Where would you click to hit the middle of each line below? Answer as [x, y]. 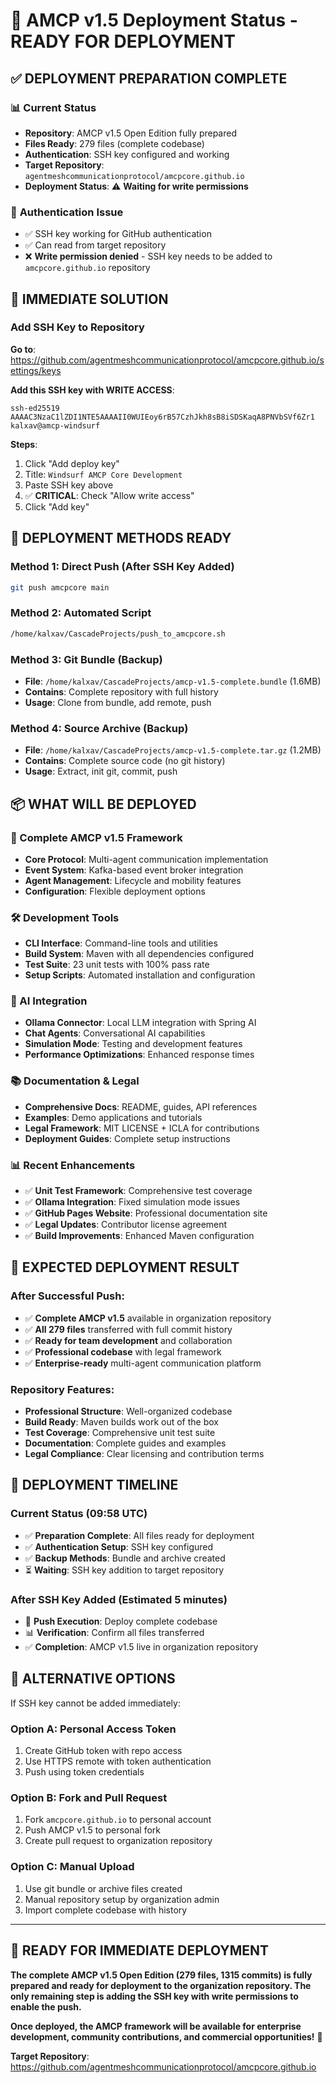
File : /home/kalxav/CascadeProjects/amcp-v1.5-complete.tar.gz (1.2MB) [173, 750]
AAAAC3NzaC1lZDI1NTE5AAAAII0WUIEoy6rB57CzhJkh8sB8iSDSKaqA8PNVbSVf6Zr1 [162, 417]
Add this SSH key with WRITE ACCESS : [92, 390]
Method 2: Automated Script [81, 613]
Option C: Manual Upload [72, 1867]
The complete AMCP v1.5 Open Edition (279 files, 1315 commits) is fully [161, 1975]
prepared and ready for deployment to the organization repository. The [161, 1985]
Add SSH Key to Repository [77, 327]
